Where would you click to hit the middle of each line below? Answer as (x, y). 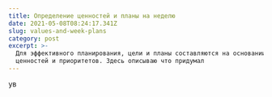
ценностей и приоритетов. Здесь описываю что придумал (110, 61)
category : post (34, 38)
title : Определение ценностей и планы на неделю (92, 16)
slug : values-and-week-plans (57, 31)
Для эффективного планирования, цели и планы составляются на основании (141, 53)
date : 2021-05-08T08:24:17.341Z (63, 23)
